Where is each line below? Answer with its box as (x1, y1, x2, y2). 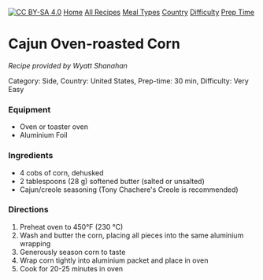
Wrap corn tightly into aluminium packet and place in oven (19, 256, 209, 265)
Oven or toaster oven (19, 122, 89, 131)
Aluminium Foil (19, 131, 68, 140)
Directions (8, 204, 49, 216)
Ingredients (8, 150, 54, 161)
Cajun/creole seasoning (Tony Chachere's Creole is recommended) (19, 185, 239, 194)
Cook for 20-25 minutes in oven (19, 263, 124, 273)
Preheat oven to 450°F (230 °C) (19, 222, 124, 231)
